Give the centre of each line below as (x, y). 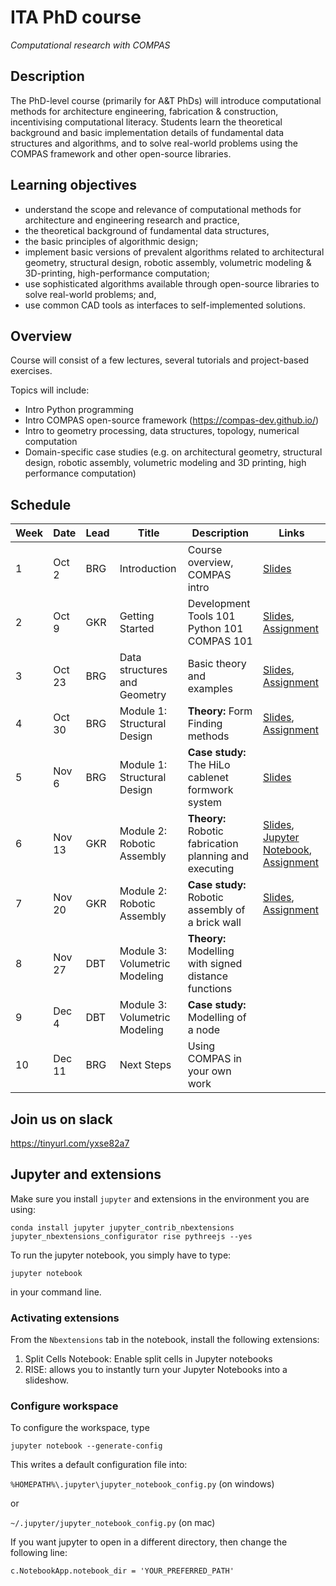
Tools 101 (211, 616)
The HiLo (209, 765)
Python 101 (215, 629)
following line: (39, 1553)
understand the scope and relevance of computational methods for (163, 209)
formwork (210, 790)
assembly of (216, 910)
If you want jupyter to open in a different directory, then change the (149, 1542)
